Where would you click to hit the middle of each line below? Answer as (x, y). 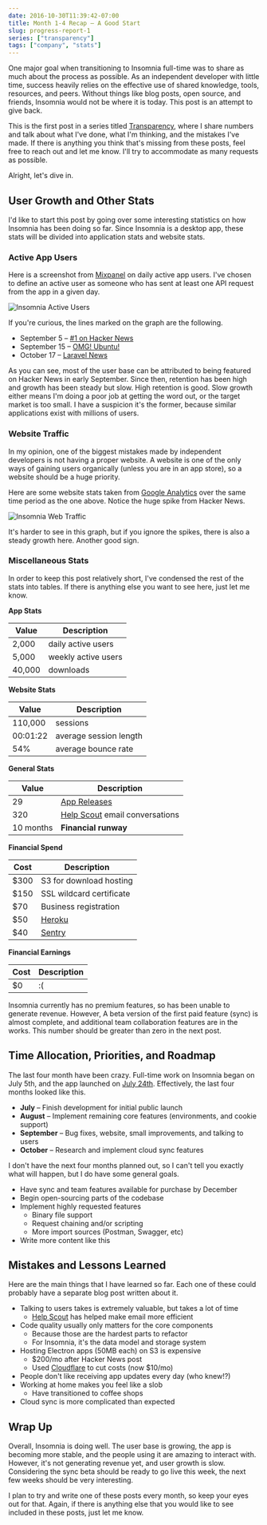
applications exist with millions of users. (74, 413)
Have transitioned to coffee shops (87, 1393)
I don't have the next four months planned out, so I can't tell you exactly (126, 1165)
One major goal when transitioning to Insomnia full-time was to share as (126, 68)
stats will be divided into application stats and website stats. (107, 236)
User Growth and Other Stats (81, 201)
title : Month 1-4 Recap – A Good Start (75, 23)
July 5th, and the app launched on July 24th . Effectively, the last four (122, 1083)
